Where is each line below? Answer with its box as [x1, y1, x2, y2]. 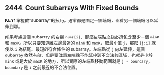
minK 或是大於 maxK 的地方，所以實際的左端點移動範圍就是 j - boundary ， [5, 58, 153, 64]
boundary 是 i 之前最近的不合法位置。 [5, 64, 80, 70]
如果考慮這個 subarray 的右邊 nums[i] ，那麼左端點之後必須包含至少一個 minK [5, 34, 160, 39]
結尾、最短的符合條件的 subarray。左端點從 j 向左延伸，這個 [23, 46, 145, 52]
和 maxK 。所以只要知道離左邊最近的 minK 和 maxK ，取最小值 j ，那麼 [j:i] [5, 40, 151, 46]
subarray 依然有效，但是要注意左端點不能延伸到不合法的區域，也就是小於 [5, 52, 153, 58]
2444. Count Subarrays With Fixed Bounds [5, 4, 139, 12]
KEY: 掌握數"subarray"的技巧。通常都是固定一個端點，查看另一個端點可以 [5, 17, 154, 23]
